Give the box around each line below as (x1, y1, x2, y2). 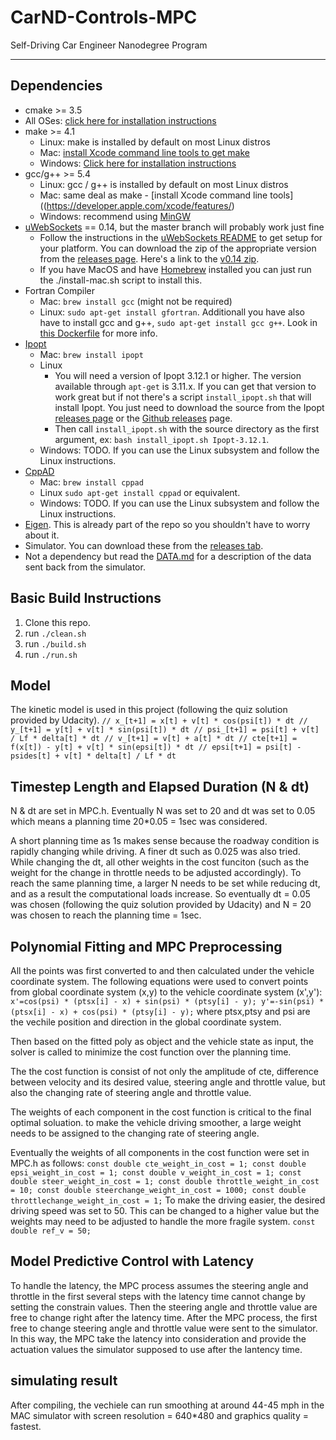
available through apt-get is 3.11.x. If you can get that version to (54, 380, 317, 392)
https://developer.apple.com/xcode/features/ (46, 199, 232, 211)
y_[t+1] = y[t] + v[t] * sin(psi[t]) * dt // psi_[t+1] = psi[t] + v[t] (10, 725, 320, 735)
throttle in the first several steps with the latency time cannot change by (10, 1290, 306, 1302)
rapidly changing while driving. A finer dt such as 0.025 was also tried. (10, 846, 301, 858)
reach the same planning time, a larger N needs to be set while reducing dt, (10, 877, 321, 890)
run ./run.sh (24, 648, 78, 660)
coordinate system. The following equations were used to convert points (10, 976, 309, 987)
